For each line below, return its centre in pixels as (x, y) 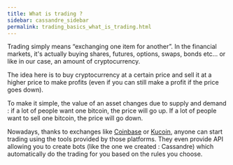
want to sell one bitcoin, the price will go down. (75, 118)
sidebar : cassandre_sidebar (48, 20)
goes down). (26, 90)
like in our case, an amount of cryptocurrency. (74, 62)
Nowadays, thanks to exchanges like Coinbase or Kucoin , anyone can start (115, 132)
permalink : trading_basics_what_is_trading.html (79, 27)
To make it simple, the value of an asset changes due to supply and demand (117, 103)
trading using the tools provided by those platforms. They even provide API (115, 139)
